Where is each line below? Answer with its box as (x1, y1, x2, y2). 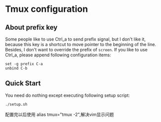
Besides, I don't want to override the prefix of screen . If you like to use (5, 47, 148, 52)
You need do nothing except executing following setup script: (5, 92, 130, 98)
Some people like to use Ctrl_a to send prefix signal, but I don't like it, (5, 36, 146, 42)
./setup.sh (5, 102, 28, 107)
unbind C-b (5, 66, 28, 71)
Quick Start (5, 79, 41, 87)
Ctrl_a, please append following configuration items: (5, 52, 111, 58)
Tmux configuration (5, 3, 88, 15)
